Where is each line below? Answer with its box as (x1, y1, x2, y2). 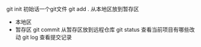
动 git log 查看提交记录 (15, 34, 72, 41)
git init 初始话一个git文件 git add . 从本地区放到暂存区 (6, 5, 139, 12)
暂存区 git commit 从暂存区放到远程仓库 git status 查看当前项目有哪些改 (15, 26, 195, 33)
